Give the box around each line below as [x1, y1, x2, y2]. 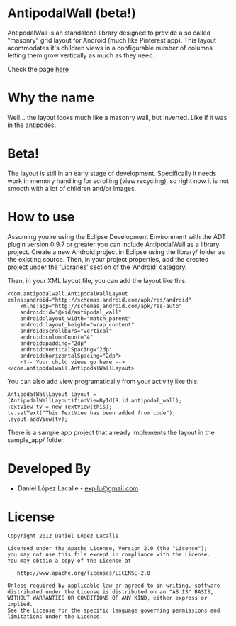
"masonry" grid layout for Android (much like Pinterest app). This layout [7, 35, 216, 44]
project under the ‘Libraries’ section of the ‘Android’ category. [7, 263, 187, 271]
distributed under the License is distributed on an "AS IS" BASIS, [7, 588, 214, 595]
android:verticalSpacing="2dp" [20, 346, 113, 353]
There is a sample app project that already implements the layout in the [7, 428, 215, 436]
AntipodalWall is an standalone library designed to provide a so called [7, 28, 211, 37]
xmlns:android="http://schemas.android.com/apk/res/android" [7, 296, 192, 303]
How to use [7, 209, 75, 225]
